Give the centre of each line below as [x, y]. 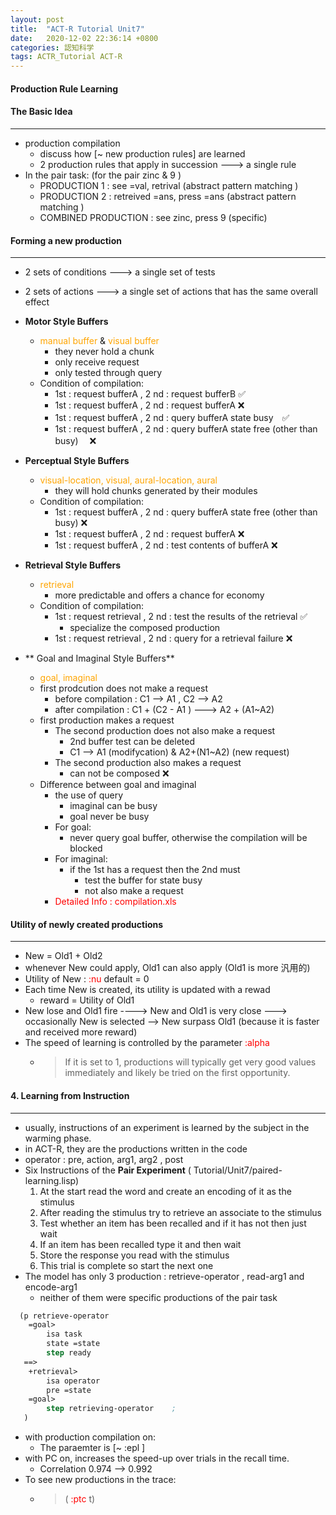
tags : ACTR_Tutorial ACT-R [66, 57]
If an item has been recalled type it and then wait [140, 1244]
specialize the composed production [145, 628]
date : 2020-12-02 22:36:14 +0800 [84, 38]
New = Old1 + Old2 [63, 956]
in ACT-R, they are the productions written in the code [136, 1148]
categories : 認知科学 [52, 47]
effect [37, 302]
